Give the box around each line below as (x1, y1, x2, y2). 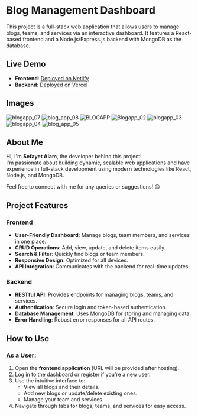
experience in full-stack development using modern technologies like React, (6, 166, 191, 173)
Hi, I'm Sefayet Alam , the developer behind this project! (6, 153, 142, 160)
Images (6, 98, 34, 108)
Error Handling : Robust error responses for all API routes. (14, 316, 155, 323)
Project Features (6, 200, 69, 210)
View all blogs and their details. (23, 384, 100, 391)
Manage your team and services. (23, 396, 104, 403)
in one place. (14, 238, 47, 245)
